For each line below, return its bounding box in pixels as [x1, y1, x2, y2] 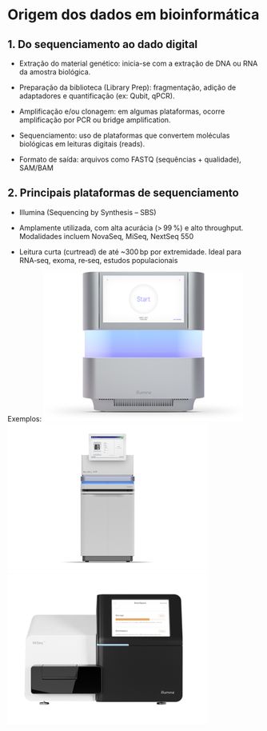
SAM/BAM [18, 163, 54, 173]
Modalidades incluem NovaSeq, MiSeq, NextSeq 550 [18, 231, 193, 241]
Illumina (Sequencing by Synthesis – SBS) [18, 207, 157, 217]
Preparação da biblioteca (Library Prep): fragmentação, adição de [18, 82, 237, 92]
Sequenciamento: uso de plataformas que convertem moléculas [18, 130, 230, 140]
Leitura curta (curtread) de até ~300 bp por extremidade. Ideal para [18, 246, 241, 257]
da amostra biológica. [18, 67, 91, 77]
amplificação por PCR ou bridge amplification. [18, 115, 171, 125]
